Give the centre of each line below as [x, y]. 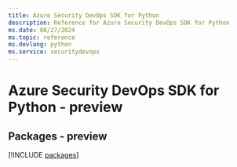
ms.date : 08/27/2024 [42, 30]
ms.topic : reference [42, 37]
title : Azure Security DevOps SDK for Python [84, 15]
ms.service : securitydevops [54, 52]
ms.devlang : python [40, 45]
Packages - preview [58, 136]
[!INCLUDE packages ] [44, 155]
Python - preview [66, 107]
